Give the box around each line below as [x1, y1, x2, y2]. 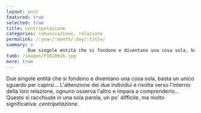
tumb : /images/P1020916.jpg [6, 53, 77, 59]
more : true [6, 58, 33, 64]
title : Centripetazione [6, 25, 66, 32]
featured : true [6, 14, 44, 20]
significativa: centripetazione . [6, 100, 80, 107]
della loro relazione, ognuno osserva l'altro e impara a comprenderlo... [6, 87, 179, 95]
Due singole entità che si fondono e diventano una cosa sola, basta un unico [6, 75, 194, 82]
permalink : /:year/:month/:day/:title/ [6, 36, 106, 42]
